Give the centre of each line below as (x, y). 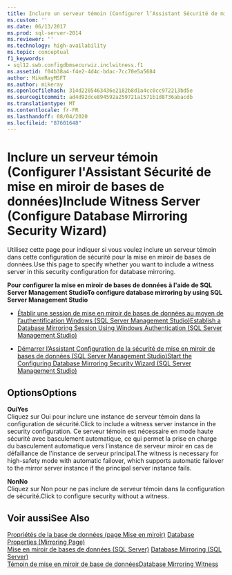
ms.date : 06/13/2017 (37, 26)
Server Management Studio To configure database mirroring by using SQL (115, 293)
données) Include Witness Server (104, 201)
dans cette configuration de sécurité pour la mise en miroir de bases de (109, 257)
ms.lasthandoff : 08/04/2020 (48, 116)
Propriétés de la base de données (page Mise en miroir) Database (101, 535)
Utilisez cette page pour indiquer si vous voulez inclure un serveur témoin (112, 250)
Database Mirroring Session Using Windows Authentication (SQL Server (119, 328)
